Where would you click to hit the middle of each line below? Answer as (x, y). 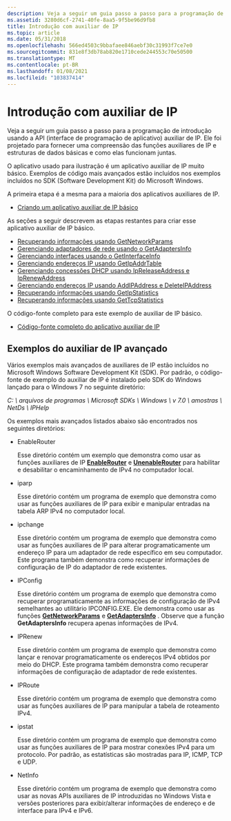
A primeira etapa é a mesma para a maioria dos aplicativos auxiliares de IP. (113, 194)
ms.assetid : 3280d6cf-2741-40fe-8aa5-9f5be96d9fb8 (81, 20)
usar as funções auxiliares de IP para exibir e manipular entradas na (113, 504)
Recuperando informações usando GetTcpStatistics (90, 300)
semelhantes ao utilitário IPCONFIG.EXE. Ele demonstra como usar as (116, 609)
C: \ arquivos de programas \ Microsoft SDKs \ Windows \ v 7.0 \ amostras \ (115, 401)
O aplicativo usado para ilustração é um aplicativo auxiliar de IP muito (106, 166)
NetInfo (28, 776)
